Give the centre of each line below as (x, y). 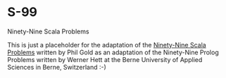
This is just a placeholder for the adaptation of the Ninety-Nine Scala (107, 45)
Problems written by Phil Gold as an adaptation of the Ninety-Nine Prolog (113, 52)
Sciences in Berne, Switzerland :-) (57, 67)
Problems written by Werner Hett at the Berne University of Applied (105, 59)
